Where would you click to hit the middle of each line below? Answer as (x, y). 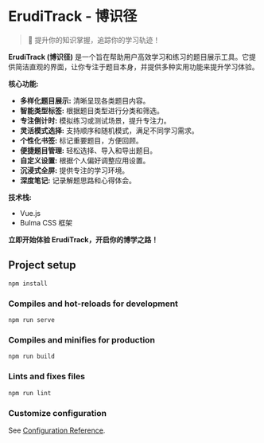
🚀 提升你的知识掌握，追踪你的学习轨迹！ (94, 40)
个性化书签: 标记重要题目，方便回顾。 (81, 140)
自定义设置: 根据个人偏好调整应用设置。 (85, 160)
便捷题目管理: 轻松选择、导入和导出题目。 (88, 150)
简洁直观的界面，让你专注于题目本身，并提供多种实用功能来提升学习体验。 (137, 67)
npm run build (32, 357)
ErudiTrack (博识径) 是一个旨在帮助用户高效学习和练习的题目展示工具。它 (128, 57)
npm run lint (30, 393)
